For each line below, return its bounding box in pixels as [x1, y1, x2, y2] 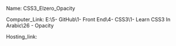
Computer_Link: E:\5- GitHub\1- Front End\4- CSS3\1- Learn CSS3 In [6, 16, 171, 22]
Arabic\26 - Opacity [6, 22, 54, 29]
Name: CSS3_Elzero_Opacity [6, 5, 75, 11]
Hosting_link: [6, 33, 37, 40]
